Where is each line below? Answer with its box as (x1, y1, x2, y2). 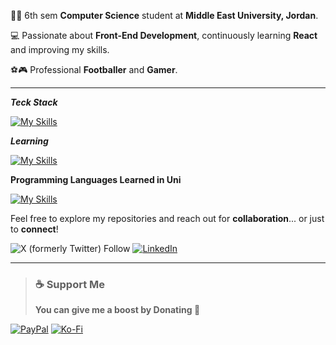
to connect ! (10, 223, 59, 235)
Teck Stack (10, 96, 58, 108)
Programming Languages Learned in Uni (10, 174, 182, 185)
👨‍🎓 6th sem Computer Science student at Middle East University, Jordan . (10, 10, 319, 21)
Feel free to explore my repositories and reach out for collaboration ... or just (10, 213, 325, 224)
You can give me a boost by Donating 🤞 (34, 304, 201, 316)
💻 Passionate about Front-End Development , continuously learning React (10, 30, 318, 41)
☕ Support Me (34, 277, 106, 291)
